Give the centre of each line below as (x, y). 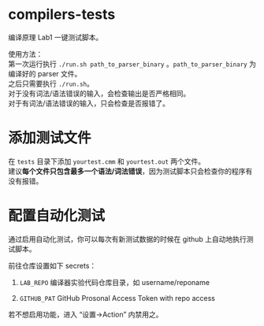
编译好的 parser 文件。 (45, 73)
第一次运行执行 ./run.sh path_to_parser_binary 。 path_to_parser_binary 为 (132, 64)
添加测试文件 (50, 138)
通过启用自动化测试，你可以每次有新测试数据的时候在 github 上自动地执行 (127, 239)
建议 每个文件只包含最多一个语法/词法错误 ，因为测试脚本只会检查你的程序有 (130, 171)
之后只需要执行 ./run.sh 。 (51, 83)
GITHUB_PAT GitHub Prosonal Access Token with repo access (117, 298)
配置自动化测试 (57, 216)
